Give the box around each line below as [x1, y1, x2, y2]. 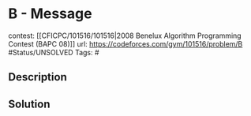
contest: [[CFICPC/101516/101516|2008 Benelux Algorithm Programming [8, 31, 242, 40]
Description [8, 70, 67, 84]
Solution [8, 97, 51, 110]
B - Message [8, 5, 92, 23]
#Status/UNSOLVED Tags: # [8, 47, 100, 57]
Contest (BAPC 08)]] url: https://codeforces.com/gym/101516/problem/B [8, 39, 243, 48]
